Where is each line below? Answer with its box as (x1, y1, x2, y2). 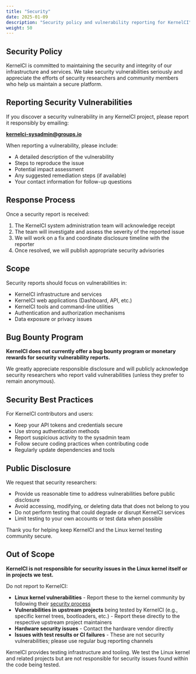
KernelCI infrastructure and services (14, 291, 102, 298)
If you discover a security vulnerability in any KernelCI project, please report (6, 113, 189, 120)
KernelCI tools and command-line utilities (14, 303, 114, 310)
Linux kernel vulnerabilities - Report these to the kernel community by (14, 594, 185, 601)
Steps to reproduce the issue (14, 159, 85, 167)
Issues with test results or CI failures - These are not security (14, 631, 164, 638)
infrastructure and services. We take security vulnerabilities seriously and (6, 68, 183, 75)
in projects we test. (6, 571, 54, 578)
